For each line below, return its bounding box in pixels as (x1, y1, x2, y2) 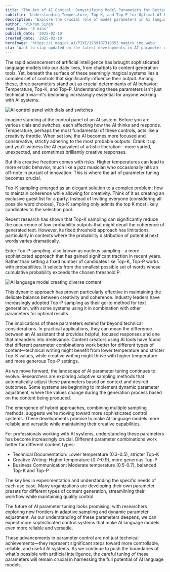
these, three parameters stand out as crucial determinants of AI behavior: (5, 81, 158, 87)
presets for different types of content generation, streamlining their (5, 488, 145, 494)
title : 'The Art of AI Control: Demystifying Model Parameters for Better (5, 7, 166, 13)
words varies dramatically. (5, 238, 60, 244)
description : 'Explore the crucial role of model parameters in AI (5, 17, 151, 22)
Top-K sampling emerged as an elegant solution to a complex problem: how (5, 185, 163, 191)
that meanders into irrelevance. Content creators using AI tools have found (5, 336, 161, 343)
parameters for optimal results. (5, 310, 70, 316)
